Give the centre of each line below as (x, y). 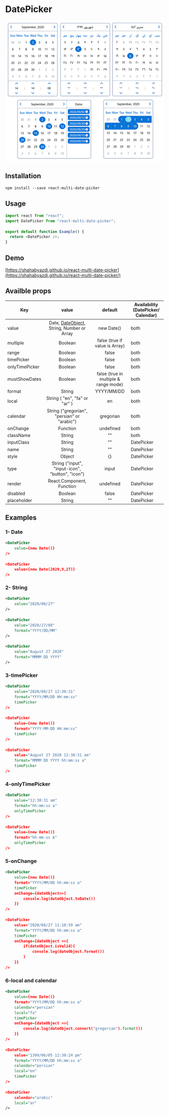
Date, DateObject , (67, 322)
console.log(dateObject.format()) (68, 952)
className (19, 436)
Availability (146, 305)
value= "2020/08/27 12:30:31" (45, 692)
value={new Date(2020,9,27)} (45, 569)
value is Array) (110, 346)
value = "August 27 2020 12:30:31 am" (53, 755)
